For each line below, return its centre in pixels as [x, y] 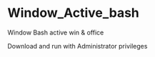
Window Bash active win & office [56, 32]
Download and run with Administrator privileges [77, 46]
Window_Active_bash [73, 13]
